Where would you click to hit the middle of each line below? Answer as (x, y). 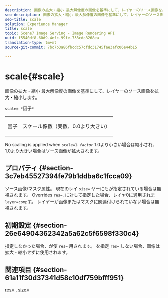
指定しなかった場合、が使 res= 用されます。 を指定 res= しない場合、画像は (83, 246)
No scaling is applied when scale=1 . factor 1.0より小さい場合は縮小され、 (81, 144)
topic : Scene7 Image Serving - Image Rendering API (60, 33)
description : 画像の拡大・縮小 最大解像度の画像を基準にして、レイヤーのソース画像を (84, 10)
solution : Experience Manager (37, 24)
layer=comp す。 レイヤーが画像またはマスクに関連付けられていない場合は (80, 202)
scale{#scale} (35, 76)
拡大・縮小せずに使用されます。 (38, 252)
